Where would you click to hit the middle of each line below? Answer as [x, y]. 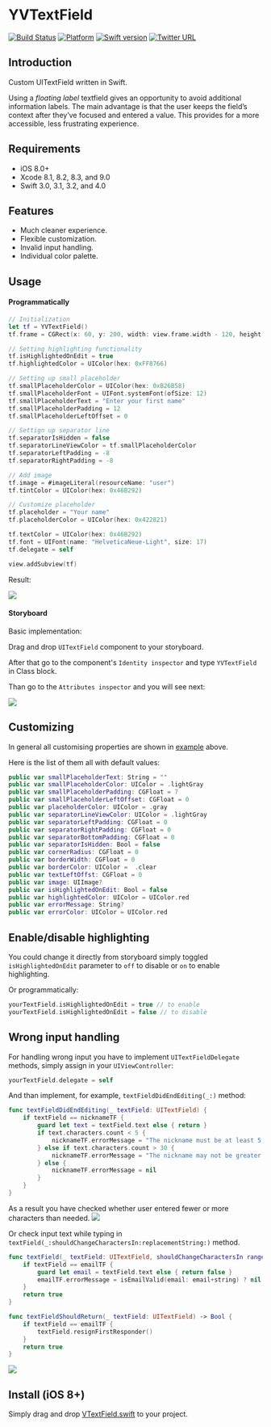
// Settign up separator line [59, 431]
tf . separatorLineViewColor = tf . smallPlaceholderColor [102, 446]
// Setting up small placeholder [65, 379]
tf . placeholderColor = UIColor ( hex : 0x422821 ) [88, 520]
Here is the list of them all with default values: [84, 762]
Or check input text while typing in [65, 1233]
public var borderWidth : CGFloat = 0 [72, 860]
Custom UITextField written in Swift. [68, 82]
